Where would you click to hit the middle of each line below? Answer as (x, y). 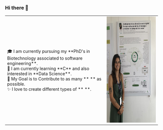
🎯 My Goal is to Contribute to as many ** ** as (54, 79)
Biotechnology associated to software (45, 58)
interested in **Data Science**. (39, 73)
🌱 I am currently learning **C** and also (48, 68)
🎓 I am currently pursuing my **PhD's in (49, 51)
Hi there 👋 (17, 8)
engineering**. (22, 63)
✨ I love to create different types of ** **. (49, 89)
